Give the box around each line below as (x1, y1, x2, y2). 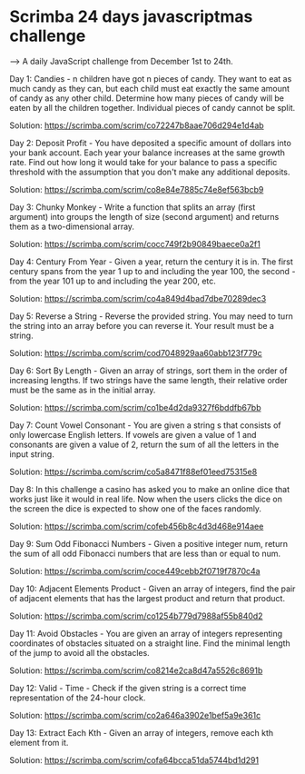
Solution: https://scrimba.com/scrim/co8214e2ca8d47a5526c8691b (9, 665, 263, 676)
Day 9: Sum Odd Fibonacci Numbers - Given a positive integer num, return (9, 538, 289, 549)
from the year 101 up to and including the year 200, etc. (9, 275, 216, 286)
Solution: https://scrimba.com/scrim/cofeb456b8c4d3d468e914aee (9, 521, 264, 531)
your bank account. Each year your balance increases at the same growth (9, 147, 286, 158)
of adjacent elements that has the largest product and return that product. (9, 592, 286, 603)
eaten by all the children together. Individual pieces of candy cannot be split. (9, 102, 296, 113)
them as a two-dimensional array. (9, 221, 134, 232)
